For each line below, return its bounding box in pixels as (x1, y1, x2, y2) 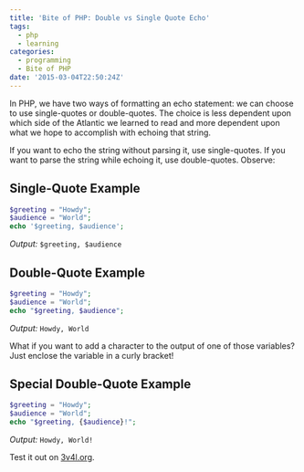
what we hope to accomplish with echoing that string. (9, 127, 212, 138)
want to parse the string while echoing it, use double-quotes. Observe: (9, 154, 276, 165)
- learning (17, 38, 59, 48)
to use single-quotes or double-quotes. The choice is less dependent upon (9, 107, 292, 119)
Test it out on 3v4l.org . (9, 452, 95, 463)
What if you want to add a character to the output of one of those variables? (9, 340, 295, 351)
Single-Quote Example (9, 181, 141, 196)
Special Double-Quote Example (9, 376, 192, 393)
